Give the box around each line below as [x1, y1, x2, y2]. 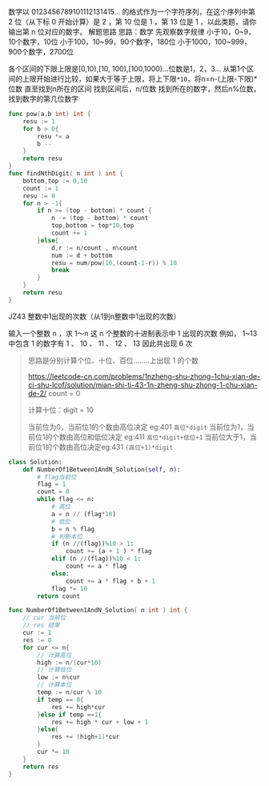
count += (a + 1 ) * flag [65, 547, 152, 555]
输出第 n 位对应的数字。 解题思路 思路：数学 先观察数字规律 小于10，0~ [8, 27, 244, 36]
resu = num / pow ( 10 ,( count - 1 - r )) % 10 [50, 259, 178, 267]
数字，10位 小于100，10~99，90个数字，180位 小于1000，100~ [22, 37, 231, 46]
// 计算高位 [37, 651, 72, 659]
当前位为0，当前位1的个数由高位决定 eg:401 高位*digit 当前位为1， [27, 422, 247, 431]
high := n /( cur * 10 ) [37, 659, 102, 667]
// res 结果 [22, 621, 60, 630]
